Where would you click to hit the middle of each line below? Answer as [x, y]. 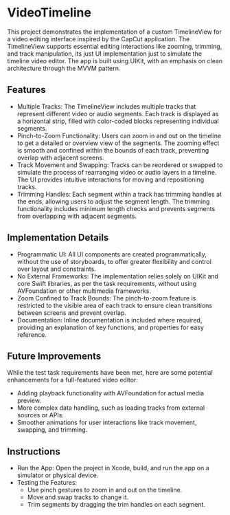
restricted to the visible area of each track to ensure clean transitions [115, 305]
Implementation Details [58, 238]
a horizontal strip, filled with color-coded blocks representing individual [118, 121]
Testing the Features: [47, 483]
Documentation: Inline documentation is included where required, [110, 320]
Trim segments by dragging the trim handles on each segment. [116, 505]
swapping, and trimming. [52, 430]
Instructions [34, 451]
